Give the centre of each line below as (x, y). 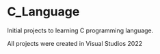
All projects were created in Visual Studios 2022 (75, 43)
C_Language (43, 12)
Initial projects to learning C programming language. (80, 30)
